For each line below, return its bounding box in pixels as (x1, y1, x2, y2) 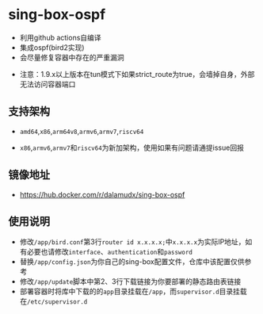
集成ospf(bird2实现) (19, 42, 85, 52)
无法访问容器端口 (19, 79, 76, 89)
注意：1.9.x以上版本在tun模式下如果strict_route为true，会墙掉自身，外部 (19, 69, 255, 78)
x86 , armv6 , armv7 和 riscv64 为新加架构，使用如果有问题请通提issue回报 (19, 143, 244, 152)
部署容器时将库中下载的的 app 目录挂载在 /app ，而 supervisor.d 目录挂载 (19, 287, 247, 297)
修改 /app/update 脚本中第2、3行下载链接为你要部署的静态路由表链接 (19, 277, 242, 286)
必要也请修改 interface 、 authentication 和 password (26, 247, 192, 257)
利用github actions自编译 (19, 33, 101, 42)
